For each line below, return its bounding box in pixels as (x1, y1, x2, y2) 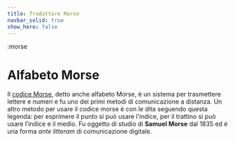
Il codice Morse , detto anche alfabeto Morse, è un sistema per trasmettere (7, 90, 222, 99)
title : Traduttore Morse (7, 10, 80, 17)
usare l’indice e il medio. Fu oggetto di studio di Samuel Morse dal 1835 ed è (7, 120, 228, 128)
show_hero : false (7, 23, 58, 30)
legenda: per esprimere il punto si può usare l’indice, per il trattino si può (7, 113, 216, 121)
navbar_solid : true (7, 17, 64, 24)
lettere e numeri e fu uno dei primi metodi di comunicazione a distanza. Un (7, 97, 222, 106)
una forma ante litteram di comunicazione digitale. (7, 127, 152, 136)
